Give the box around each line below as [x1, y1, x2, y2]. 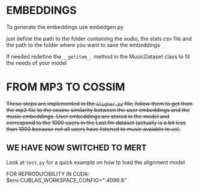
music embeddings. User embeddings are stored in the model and [6, 112, 170, 120]
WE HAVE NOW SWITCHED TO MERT [6, 143, 147, 153]
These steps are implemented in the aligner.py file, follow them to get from [6, 100, 193, 107]
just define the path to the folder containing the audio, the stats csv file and [6, 35, 192, 42]
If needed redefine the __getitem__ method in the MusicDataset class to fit [6, 53, 191, 60]
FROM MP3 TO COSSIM [6, 80, 125, 94]
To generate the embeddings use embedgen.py [6, 23, 124, 31]
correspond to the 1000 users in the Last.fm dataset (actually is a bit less [6, 119, 186, 126]
